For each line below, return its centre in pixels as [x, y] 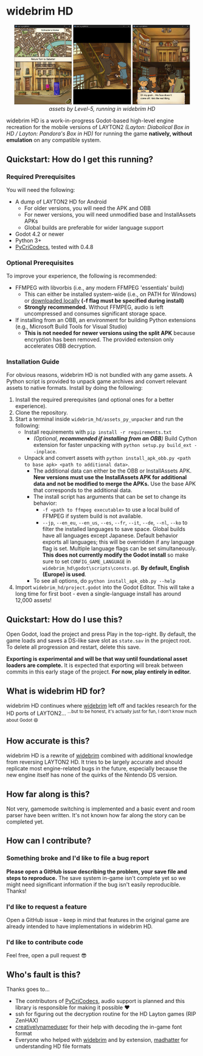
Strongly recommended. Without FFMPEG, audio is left [94, 307]
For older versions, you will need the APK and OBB [87, 208]
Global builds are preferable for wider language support [94, 227]
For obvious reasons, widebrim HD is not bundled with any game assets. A [99, 375]
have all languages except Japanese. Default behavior [110, 536]
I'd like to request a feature [46, 907]
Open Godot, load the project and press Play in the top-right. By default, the [101, 634]
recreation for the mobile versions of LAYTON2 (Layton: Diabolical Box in [98, 127]
